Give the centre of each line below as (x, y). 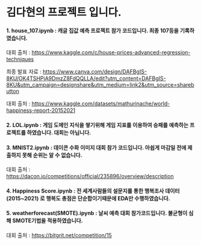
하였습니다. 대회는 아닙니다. (59, 132)
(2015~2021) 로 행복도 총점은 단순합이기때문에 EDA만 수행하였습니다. (88, 198)
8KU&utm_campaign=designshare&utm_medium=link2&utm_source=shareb (100, 85)
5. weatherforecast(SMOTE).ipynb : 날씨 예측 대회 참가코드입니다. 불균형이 (97, 213)
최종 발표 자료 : (24, 72)
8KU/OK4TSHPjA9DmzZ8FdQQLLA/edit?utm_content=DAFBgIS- (86, 78)
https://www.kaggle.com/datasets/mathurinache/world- (101, 104)
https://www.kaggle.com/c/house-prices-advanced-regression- (111, 52)
